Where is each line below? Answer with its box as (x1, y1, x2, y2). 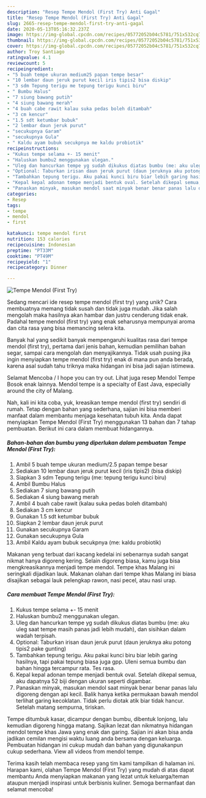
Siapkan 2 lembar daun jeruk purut (15, 519, 103, 526)
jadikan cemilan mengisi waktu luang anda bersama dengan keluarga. (7, 735, 182, 742)
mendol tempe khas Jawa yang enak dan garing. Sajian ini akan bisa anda (7, 728, 193, 736)
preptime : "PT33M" (7, 247, 54, 254)
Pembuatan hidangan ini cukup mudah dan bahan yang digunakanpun (7, 741, 183, 749)
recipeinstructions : (7, 145, 60, 152)
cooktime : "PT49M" (7, 253, 54, 259)
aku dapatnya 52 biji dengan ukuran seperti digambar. (15, 678, 152, 685)
